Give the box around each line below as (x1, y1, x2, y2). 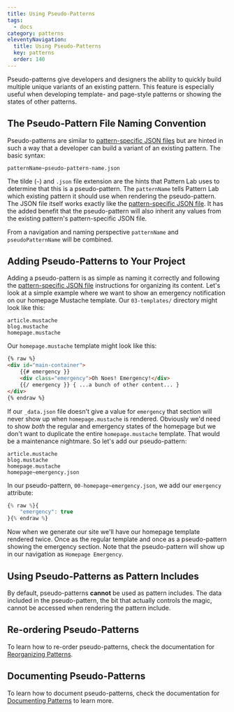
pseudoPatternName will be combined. (7, 235, 113, 244)
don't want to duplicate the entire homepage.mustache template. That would (7, 429, 220, 438)
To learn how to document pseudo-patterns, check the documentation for (7, 689, 220, 697)
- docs (13, 23, 33, 30)
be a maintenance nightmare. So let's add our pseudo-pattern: (7, 437, 187, 445)
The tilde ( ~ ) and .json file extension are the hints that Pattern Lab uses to (7, 176, 220, 186)
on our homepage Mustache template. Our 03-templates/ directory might (7, 296, 218, 305)
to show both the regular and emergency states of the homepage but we (7, 421, 217, 431)
